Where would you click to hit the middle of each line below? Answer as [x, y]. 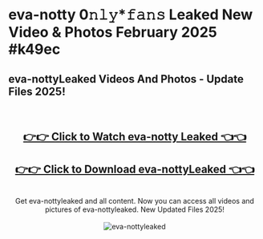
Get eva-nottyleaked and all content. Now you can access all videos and [135, 201]
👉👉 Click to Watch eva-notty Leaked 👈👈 [135, 137]
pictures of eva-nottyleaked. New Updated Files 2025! [135, 209]
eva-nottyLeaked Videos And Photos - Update [126, 79]
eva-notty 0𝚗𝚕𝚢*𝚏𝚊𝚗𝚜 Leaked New [131, 15]
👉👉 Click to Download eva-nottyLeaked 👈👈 [135, 169]
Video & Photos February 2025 [113, 32]
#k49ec [34, 49]
